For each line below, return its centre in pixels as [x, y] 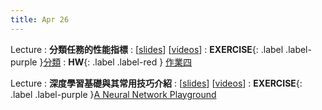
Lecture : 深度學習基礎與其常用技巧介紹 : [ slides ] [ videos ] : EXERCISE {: [156, 83]
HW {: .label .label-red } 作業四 [130, 62]
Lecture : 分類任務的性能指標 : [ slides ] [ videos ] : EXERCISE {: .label [147, 49]
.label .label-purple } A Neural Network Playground [113, 94]
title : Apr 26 [40, 19]
